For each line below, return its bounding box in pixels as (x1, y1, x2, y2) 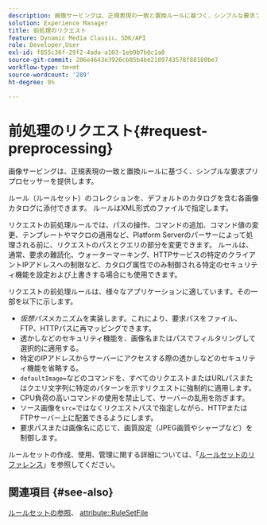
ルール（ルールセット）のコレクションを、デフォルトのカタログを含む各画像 (8, 193, 259, 203)
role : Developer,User (8, 41, 80, 49)
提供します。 (56, 177, 99, 186)
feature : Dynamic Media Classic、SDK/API (8, 33, 146, 42)
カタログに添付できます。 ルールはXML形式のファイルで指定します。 (8, 204, 233, 213)
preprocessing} (8, 139, 114, 157)
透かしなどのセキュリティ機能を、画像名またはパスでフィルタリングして (19, 333, 257, 343)
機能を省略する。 (26, 364, 83, 373)
